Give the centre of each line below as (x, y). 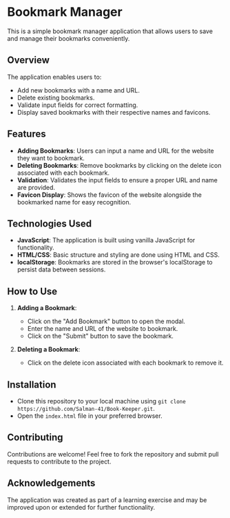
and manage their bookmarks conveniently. (69, 38)
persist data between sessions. (61, 269)
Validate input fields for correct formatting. (77, 105)
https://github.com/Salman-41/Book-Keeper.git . (86, 409)
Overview (29, 60)
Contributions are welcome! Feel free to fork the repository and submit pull (113, 454)
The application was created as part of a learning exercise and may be (107, 500)
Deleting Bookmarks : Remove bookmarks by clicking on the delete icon (119, 165)
